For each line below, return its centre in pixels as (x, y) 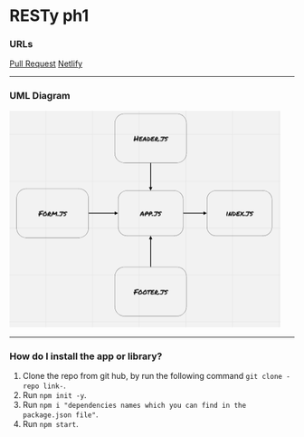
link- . (54, 385)
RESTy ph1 (49, 16)
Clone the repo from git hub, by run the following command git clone (152, 376)
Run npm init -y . (55, 395)
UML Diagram (40, 96)
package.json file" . (60, 414)
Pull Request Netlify (46, 63)
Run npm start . (50, 424)
